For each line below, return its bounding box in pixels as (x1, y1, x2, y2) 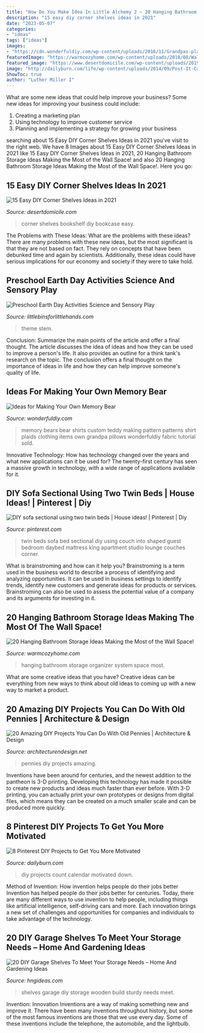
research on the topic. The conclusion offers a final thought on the (6, 356, 172, 363)
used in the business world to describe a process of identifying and (6, 569, 175, 576)
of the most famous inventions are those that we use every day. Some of (6, 1013, 188, 1021)
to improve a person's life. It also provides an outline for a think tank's (6, 349, 181, 357)
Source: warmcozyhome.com (6, 650, 80, 657)
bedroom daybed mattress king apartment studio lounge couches (21, 544, 186, 552)
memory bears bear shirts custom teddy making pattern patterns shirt (21, 426, 196, 433)
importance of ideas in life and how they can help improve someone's (6, 362, 181, 369)
